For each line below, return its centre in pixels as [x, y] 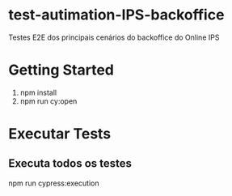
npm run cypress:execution [54, 183]
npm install [38, 92]
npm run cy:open [49, 101]
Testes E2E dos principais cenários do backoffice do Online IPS [114, 37]
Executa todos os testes [70, 164]
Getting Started [61, 70]
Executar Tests [60, 134]
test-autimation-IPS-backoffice [116, 15]
